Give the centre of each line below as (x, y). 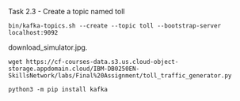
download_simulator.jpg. (48, 47)
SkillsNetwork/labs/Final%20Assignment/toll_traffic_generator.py (120, 76)
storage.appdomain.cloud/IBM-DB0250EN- (74, 69)
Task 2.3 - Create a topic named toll (67, 11)
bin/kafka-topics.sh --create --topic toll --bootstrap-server (115, 26)
